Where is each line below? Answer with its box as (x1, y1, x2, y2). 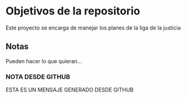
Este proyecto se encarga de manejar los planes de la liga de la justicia (5, 24, 181, 31)
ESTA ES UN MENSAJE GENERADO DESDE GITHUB (5, 86, 134, 94)
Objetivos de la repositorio (5, 4, 141, 18)
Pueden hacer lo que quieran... (5, 57, 82, 64)
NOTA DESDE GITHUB (5, 72, 70, 81)
